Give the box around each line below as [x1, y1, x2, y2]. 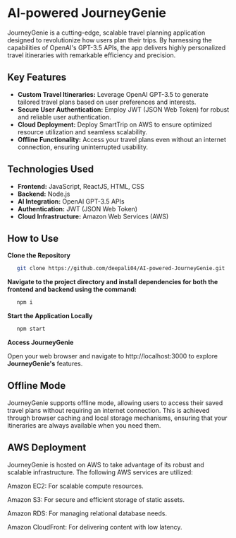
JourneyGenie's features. [7, 359, 83, 368]
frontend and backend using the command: [7, 285, 137, 294]
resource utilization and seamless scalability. [17, 127, 148, 136]
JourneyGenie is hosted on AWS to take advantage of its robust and [7, 460, 204, 469]
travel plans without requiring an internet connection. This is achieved [7, 406, 210, 414]
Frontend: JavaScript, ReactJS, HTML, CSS [17, 182, 144, 190]
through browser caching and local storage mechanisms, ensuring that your [7, 414, 228, 422]
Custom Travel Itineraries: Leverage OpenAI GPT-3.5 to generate [17, 90, 209, 98]
